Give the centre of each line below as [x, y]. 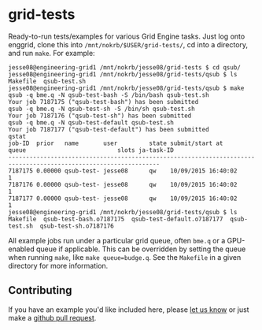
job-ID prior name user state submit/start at [116, 143]
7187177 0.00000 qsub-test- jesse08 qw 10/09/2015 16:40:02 [123, 198]
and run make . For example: [52, 53]
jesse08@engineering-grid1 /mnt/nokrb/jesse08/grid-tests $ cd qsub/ [125, 67]
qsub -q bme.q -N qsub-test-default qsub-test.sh [91, 122]
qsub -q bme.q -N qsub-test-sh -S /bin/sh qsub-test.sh [101, 109]
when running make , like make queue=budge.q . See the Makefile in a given [125, 257]
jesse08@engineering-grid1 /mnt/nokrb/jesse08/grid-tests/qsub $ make [126, 88]
